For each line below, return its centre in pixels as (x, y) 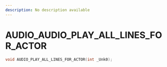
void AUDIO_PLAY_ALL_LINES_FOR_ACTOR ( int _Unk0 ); (59, 59)
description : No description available (48, 10)
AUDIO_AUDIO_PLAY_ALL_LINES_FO (84, 35)
